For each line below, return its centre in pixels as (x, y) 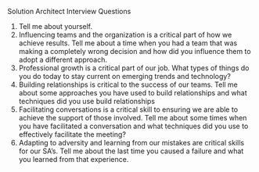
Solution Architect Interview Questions (69, 11)
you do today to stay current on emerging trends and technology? (125, 76)
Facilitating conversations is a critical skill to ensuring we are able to (128, 109)
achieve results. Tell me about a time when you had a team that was (128, 43)
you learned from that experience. (74, 159)
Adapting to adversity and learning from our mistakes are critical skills (131, 143)
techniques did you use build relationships (87, 101)
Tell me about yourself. (56, 26)
